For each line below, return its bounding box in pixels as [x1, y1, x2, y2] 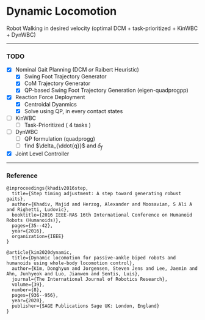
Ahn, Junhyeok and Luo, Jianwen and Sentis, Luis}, [6, 271, 140, 277]
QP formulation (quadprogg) [24, 135, 96, 142]
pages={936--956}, [12, 292, 59, 299]
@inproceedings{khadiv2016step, [6, 185, 88, 192]
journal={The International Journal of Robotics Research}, [12, 277, 168, 283]
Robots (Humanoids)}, [6, 217, 62, 224]
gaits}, [6, 196, 26, 203]
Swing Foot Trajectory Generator [24, 73, 107, 80]
